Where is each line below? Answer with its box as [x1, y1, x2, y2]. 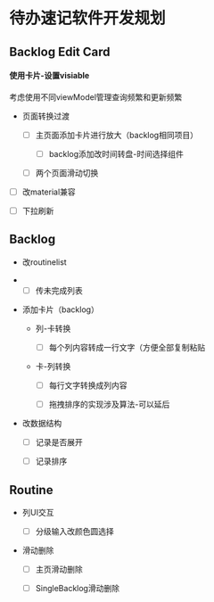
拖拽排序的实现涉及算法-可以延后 [48, 399, 170, 410]
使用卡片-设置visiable [9, 70, 90, 81]
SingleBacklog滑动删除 [35, 583, 120, 594]
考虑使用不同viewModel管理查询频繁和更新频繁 [9, 91, 183, 103]
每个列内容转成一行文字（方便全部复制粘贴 [48, 342, 206, 352]
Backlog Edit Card [9, 44, 111, 59]
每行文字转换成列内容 [48, 380, 128, 391]
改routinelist [21, 256, 67, 268]
